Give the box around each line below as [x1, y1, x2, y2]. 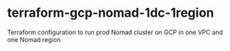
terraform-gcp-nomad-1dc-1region [7, 5, 215, 21]
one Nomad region [7, 35, 61, 43]
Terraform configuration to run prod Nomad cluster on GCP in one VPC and [7, 28, 223, 36]
